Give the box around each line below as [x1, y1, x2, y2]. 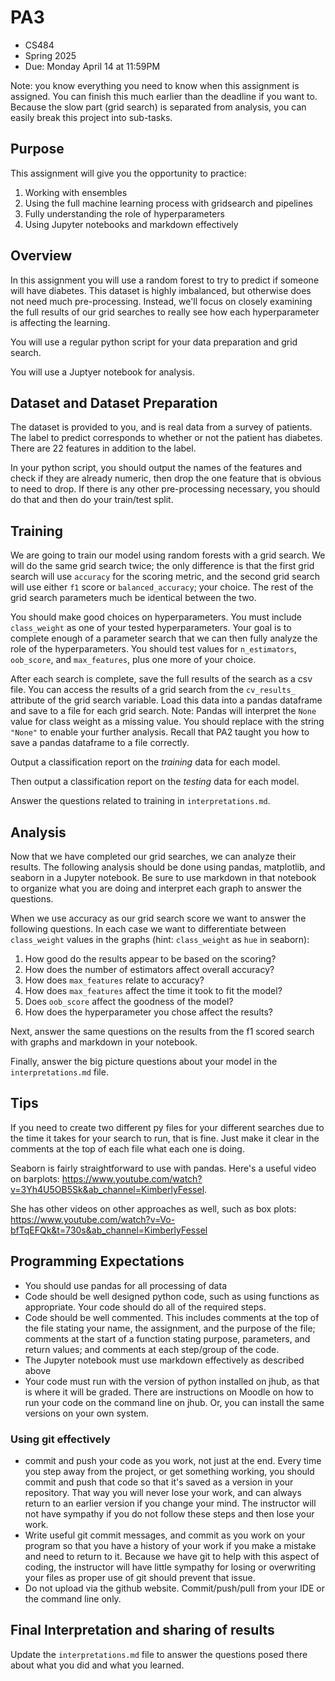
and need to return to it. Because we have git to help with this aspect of [24, 1550, 320, 1562]
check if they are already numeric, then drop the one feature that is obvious [10, 472, 322, 485]
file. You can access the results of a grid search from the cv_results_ [10, 684, 296, 696]
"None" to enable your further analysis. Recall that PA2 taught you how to [10, 726, 310, 738]
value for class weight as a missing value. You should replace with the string [10, 716, 325, 728]
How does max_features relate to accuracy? [24, 974, 205, 986]
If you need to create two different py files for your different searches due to [10, 1121, 325, 1133]
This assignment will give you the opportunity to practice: [10, 167, 247, 179]
